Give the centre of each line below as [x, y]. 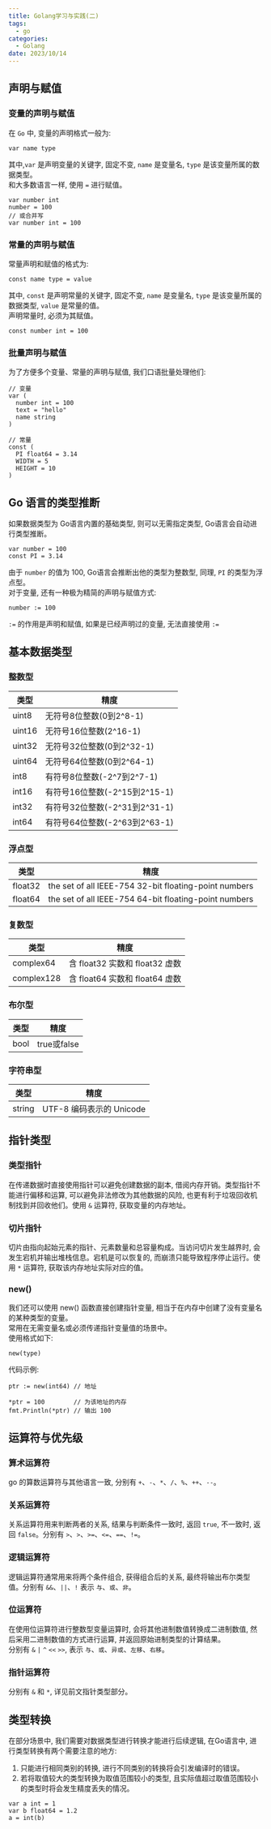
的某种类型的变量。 [40, 1318]
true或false [58, 1044]
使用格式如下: [31, 1338]
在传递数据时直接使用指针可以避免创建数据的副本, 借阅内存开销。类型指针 [131, 1185]
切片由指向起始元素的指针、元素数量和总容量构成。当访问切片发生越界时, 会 [134, 1247]
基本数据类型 [40, 652]
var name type [32, 148]
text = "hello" [41, 411]
